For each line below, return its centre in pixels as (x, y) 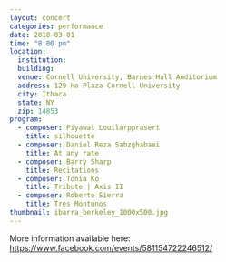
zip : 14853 (38, 111)
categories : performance (56, 26)
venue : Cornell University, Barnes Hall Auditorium (118, 77)
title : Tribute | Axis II (75, 187)
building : (36, 69)
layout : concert (40, 18)
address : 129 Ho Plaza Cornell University (99, 86)
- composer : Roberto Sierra (71, 196)
